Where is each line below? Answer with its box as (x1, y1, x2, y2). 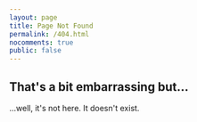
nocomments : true (9, 37, 74, 47)
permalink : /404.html (9, 29, 90, 38)
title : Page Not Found (9, 21, 94, 30)
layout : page (9, 12, 58, 22)
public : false (9, 46, 62, 55)
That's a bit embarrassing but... (9, 79, 189, 94)
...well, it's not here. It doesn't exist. (9, 102, 140, 113)
